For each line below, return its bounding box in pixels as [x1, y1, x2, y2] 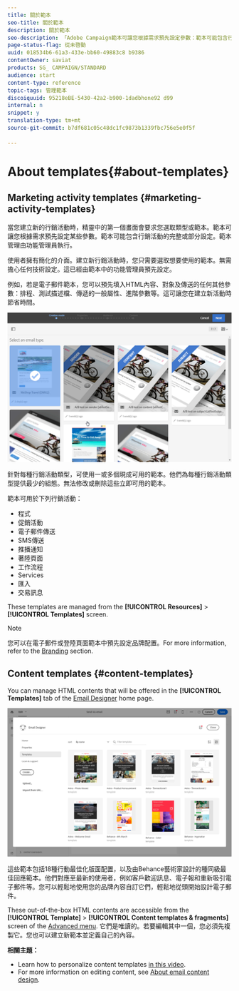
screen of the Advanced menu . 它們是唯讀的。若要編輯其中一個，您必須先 [7, 922, 225, 930]
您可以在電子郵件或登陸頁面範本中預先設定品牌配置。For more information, [7, 639, 227, 647]
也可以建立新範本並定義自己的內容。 [31, 931, 139, 940]
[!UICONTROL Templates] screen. [7, 610, 109, 619]
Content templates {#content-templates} [7, 667, 194, 679]
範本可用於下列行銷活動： [7, 494, 83, 503]
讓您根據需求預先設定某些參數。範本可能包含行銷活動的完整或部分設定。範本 [7, 232, 232, 240]
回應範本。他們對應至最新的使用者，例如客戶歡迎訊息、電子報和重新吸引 [13, 874, 225, 883]
